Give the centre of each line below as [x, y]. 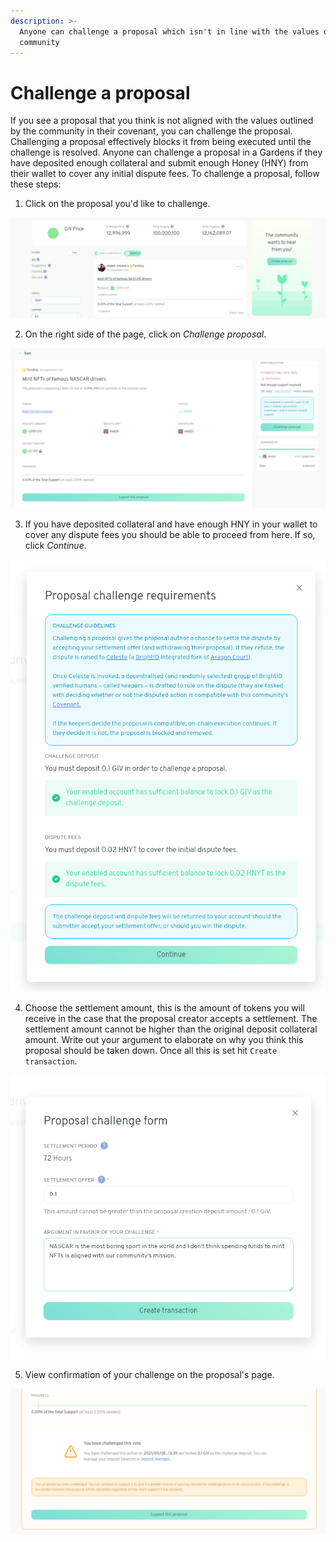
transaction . [51, 1061]
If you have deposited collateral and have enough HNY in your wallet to [171, 524]
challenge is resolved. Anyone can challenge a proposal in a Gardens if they [166, 152]
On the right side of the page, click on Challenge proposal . [145, 334]
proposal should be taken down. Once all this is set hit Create [151, 1051]
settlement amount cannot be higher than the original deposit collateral [171, 1029]
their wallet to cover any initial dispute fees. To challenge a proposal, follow [165, 174]
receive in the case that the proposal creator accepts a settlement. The [171, 1019]
